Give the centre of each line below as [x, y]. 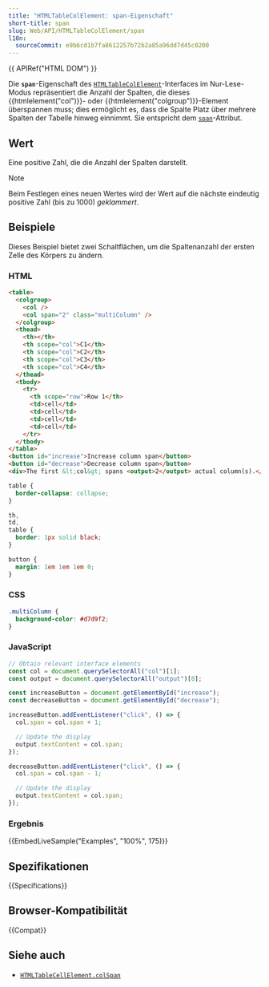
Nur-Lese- [227, 84]
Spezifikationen [49, 866]
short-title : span [39, 23]
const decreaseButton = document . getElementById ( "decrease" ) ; [114, 701]
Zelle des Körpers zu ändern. [56, 255]
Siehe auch [37, 955]
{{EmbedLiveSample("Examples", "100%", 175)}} [88, 841]
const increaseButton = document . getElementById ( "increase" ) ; [114, 693]
